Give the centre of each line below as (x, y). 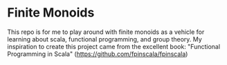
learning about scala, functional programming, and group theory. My (105, 39)
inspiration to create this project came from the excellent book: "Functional (113, 46)
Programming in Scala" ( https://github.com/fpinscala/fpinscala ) (98, 54)
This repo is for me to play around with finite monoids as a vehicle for (106, 32)
